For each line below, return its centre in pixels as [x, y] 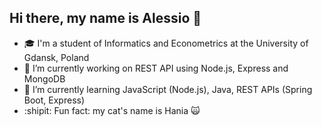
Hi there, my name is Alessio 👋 [105, 18]
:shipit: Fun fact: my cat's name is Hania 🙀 [112, 110]
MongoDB [44, 78]
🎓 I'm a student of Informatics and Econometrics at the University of [166, 43]
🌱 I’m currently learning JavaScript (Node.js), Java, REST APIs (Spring [168, 89]
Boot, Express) [54, 100]
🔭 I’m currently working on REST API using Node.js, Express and [156, 68]
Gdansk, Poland [56, 57]
